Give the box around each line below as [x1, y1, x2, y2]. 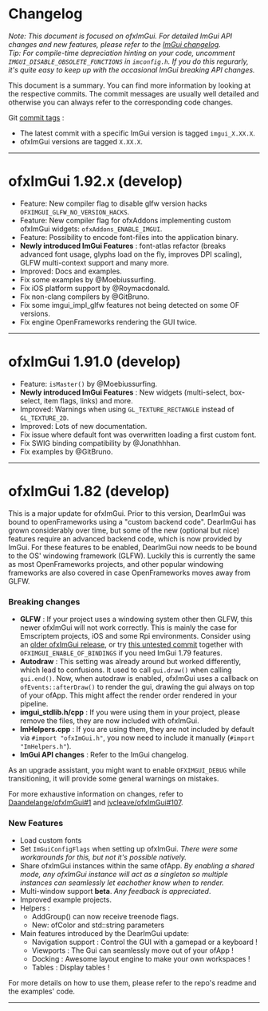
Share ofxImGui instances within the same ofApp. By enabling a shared [19, 861, 254, 871]
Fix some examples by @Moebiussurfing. [19, 274, 156, 284]
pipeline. [19, 699, 49, 709]
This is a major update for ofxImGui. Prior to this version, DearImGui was [8, 508, 246, 518]
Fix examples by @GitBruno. [19, 446, 113, 456]
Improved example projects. [19, 895, 112, 905]
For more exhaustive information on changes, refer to [8, 789, 183, 799]
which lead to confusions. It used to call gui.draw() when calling [19, 665, 232, 675]
